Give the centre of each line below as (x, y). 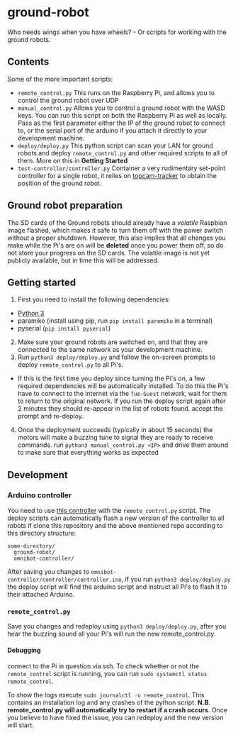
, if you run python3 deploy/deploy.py (176, 580)
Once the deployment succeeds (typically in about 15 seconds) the (115, 430)
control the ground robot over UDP (68, 100)
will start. (21, 725)
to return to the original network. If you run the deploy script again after (121, 401)
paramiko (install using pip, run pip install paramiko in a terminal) (115, 321)
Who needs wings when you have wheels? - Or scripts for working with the (117, 32)
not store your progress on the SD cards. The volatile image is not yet (109, 253)
